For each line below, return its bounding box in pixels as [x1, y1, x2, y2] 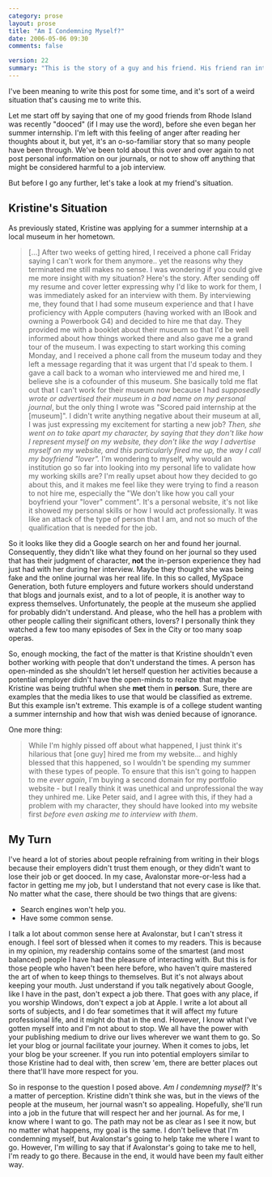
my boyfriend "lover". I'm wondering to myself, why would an [28, 454, 232, 463]
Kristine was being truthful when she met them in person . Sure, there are [8, 683, 253, 693]
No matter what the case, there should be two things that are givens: [8, 889, 237, 898]
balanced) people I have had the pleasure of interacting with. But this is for [8, 954, 257, 964]
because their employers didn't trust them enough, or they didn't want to [8, 863, 251, 872]
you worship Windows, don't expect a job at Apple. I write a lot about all [8, 997, 248, 1007]
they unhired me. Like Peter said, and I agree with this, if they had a [28, 791, 253, 802]
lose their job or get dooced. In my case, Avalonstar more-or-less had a [8, 872, 247, 881]
